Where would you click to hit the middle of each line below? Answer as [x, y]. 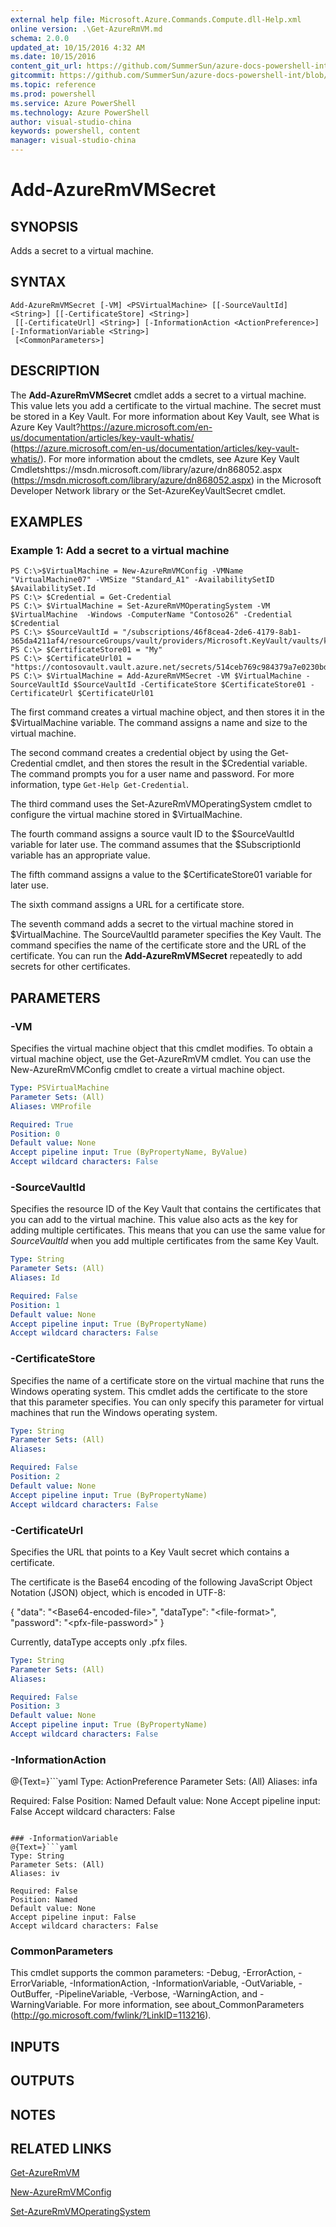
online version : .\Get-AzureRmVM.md [86, 29]
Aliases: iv [35, 1874]
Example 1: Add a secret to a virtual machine [120, 550]
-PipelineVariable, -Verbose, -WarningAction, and [156, 1994]
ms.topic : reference [53, 85]
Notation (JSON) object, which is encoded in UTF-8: [118, 1592]
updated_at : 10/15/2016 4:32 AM [77, 47]
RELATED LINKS [61, 2149]
